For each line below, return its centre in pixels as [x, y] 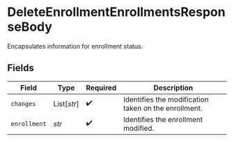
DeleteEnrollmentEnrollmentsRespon [116, 12]
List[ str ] [66, 104]
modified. [139, 128]
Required [101, 88]
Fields [21, 68]
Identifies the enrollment [163, 119]
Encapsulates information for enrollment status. [75, 46]
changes [23, 104]
